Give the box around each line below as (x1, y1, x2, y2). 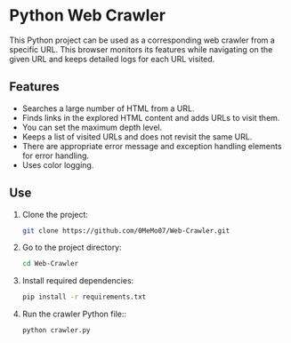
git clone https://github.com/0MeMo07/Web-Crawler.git (21, 226, 230, 235)
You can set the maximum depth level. (21, 122, 163, 132)
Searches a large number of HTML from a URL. (21, 103, 195, 114)
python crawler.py (21, 326, 91, 335)
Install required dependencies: (21, 275, 134, 286)
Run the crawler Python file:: (21, 308, 127, 320)
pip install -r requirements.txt (21, 292, 147, 302)
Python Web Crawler (9, 5, 166, 26)
